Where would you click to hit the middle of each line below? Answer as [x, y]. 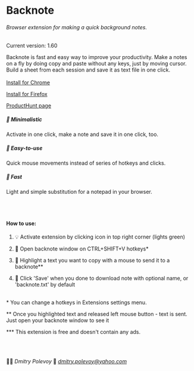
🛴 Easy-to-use [24, 148]
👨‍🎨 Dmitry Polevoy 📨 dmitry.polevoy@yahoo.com [66, 361]
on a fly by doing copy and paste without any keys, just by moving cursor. [96, 64]
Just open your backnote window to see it [58, 320]
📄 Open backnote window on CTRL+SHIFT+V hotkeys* [82, 249]
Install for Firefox [27, 94]
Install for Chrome [28, 83]
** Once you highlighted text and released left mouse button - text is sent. [97, 314]
